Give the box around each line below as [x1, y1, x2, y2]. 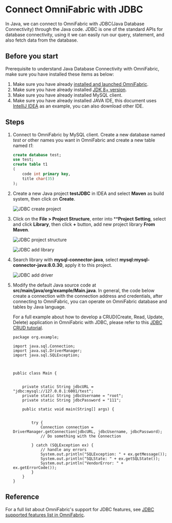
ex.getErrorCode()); [12, 465, 57, 470]
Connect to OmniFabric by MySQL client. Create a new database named [12, 131, 165, 137]
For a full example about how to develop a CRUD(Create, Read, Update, [12, 314, 164, 320]
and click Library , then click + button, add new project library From [12, 221, 155, 227]
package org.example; [12, 334, 59, 340]
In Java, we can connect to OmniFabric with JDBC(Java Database [5, 21, 145, 27]
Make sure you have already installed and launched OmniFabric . [12, 81, 149, 87]
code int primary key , [22, 171, 71, 177]
